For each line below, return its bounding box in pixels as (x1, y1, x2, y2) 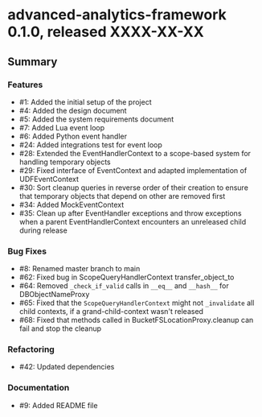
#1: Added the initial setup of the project (18, 97, 152, 106)
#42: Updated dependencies (18, 362, 115, 372)
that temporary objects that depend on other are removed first (18, 191, 226, 200)
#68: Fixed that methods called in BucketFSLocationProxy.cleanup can (18, 316, 254, 325)
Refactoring (7, 344, 55, 355)
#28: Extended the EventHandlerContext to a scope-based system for (18, 148, 251, 158)
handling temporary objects (18, 157, 111, 167)
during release (18, 225, 68, 235)
